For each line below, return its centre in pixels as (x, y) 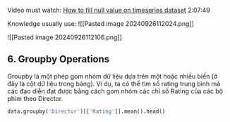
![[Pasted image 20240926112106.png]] (65, 37)
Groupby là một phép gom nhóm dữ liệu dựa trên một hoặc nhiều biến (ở (113, 76)
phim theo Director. (35, 98)
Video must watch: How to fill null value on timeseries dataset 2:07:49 (109, 10)
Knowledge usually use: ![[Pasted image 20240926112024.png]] (101, 23)
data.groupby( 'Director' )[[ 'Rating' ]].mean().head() (86, 111)
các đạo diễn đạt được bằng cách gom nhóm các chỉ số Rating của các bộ (115, 91)
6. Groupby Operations (59, 59)
